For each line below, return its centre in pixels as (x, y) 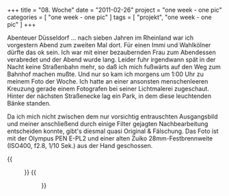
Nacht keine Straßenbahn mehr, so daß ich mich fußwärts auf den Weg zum (114, 67)
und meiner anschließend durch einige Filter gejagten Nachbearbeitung (108, 124)
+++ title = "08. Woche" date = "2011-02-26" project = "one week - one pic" (114, 10)
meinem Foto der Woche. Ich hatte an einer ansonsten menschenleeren (108, 81)
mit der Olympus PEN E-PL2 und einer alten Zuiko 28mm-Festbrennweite (110, 138)
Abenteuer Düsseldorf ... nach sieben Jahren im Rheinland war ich (100, 38)
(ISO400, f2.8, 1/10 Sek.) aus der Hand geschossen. (80, 146)
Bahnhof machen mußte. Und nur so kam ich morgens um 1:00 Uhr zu (105, 74)
